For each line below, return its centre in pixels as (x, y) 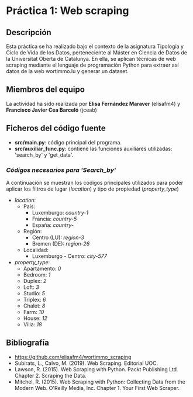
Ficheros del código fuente (56, 128)
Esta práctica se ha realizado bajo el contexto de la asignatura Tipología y (95, 46)
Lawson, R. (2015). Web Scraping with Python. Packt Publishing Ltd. (96, 369)
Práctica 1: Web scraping (68, 11)
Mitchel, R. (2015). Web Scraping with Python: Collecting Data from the (100, 382)
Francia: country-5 (54, 219)
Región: (32, 231)
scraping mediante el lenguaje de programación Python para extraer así (92, 65)
